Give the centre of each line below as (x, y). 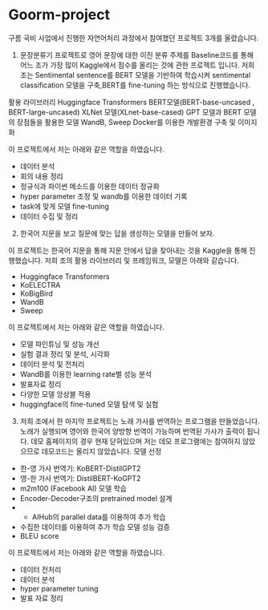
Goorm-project (59, 15)
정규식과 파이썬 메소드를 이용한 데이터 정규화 (90, 186)
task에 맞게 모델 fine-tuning (65, 206)
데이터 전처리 (41, 569)
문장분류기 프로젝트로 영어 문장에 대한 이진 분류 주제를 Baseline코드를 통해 (137, 55)
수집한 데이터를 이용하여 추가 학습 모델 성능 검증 (95, 527)
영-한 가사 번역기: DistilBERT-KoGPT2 (80, 478)
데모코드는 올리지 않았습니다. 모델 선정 (102, 451)
